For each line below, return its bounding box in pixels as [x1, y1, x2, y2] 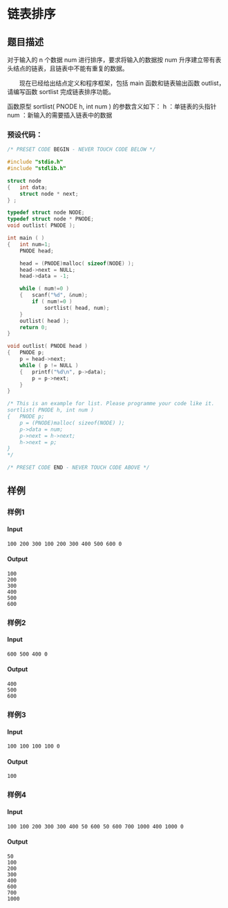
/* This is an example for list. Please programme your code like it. [7, 400, 215, 407]
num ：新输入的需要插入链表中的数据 [7, 111, 113, 119]
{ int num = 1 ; [7, 241, 51, 248]
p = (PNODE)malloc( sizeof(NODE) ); [19, 419, 126, 426]
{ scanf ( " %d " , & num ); [19, 292, 88, 299]
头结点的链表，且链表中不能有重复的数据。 [7, 64, 129, 73]
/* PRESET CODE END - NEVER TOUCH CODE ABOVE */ [7, 464, 150, 471]
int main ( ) [7, 234, 45, 242]
